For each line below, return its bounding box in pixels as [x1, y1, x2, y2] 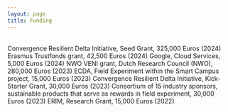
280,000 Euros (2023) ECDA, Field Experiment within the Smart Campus [7, 67, 219, 75]
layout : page [7, 10, 46, 18]
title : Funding [7, 17, 53, 24]
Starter [7, 82, 28, 90]
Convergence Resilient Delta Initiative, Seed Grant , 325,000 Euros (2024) [7, 44, 222, 52]
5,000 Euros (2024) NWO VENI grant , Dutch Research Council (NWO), [7, 59, 213, 67]
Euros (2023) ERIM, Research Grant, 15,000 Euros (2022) [7, 96, 175, 105]
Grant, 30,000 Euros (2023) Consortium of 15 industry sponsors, [28, 82, 218, 90]
